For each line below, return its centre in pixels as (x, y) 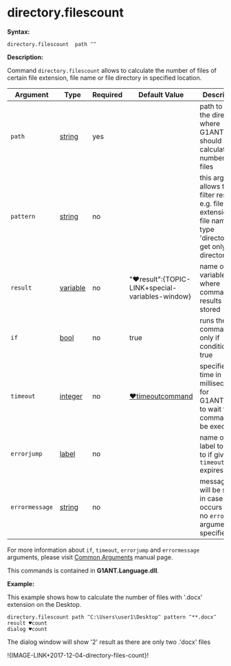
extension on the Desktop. (44, 604)
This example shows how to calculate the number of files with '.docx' (105, 597)
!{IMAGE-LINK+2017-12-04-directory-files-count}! (78, 655)
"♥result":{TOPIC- (160, 279)
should (211, 140)
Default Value (161, 94)
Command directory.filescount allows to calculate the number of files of (112, 70)
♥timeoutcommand (162, 396)
